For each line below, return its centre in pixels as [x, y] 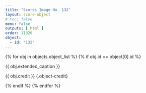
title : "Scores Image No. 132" [38, 10]
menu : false [18, 24]
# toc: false [19, 19]
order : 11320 [19, 33]
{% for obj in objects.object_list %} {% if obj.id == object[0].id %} [73, 56]
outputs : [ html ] [24, 28]
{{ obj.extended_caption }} [33, 66]
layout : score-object [28, 14]
